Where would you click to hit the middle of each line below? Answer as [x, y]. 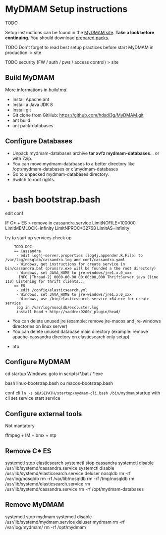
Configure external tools [44, 414]
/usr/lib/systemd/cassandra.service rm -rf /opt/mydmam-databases [75, 489]
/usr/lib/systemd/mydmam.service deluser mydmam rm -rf [65, 522]
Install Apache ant [31, 99]
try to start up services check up [38, 238]
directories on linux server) [40, 326]
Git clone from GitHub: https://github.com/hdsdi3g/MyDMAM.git [78, 115]
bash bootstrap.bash [56, 199]
